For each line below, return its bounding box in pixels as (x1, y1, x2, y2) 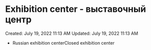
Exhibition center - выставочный (5, 3, 146, 15)
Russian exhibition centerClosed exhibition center (12, 40, 115, 46)
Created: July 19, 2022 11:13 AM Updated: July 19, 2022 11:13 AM (5, 30, 138, 36)
